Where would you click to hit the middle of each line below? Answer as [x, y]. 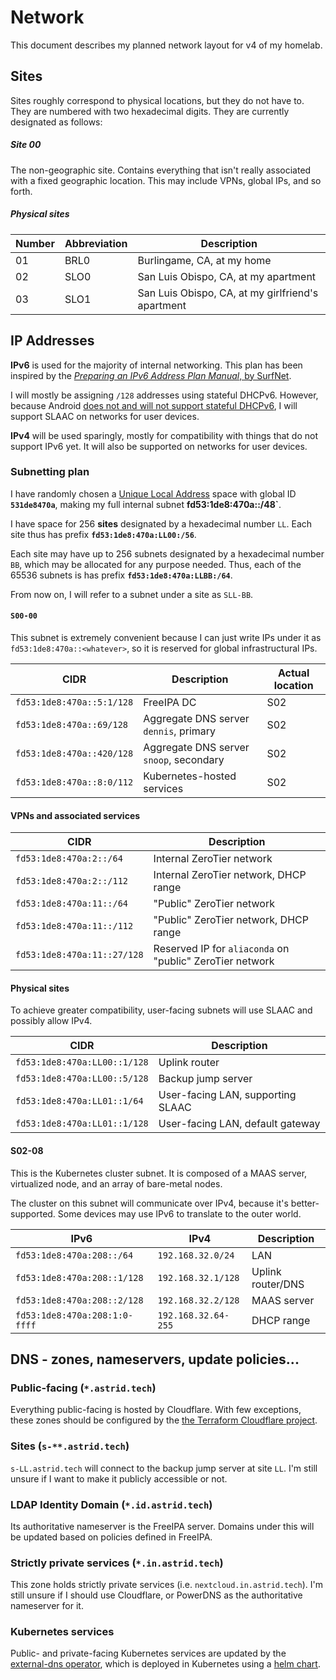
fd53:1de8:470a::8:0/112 [74, 782]
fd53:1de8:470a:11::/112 [74, 926]
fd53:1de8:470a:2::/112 [72, 881]
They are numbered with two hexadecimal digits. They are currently [150, 111]
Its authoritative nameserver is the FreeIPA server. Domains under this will [162, 1526]
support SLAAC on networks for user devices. [105, 416]
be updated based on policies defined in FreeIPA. [111, 1537]
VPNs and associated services [75, 815]
